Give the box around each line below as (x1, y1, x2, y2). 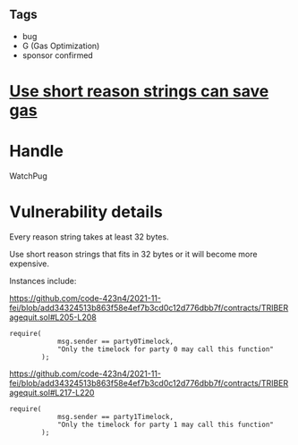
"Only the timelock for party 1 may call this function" (56, 420, 275, 429)
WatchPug (9, 170, 47, 181)
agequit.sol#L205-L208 (9, 312, 97, 323)
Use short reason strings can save (9, 81, 269, 101)
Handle (9, 141, 64, 162)
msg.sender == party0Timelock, (56, 337, 175, 346)
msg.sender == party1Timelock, (56, 412, 175, 421)
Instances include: (9, 275, 77, 286)
